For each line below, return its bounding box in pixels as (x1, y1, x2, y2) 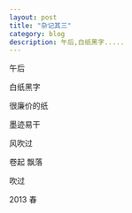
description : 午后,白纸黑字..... (9, 37, 125, 47)
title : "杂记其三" (9, 21, 73, 30)
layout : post (9, 12, 58, 22)
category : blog (9, 29, 66, 38)
